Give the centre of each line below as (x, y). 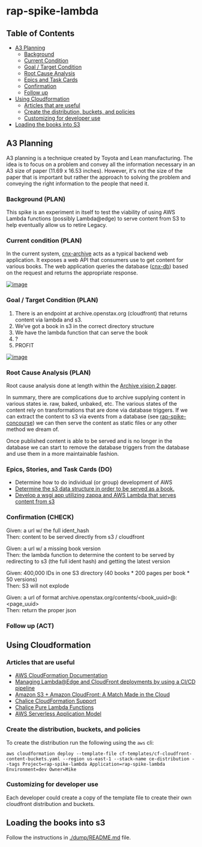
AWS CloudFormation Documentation (61, 675)
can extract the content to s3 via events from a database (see (83, 416)
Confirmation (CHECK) (40, 517)
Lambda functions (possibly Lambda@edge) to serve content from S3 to (96, 219)
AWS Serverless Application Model (58, 714)
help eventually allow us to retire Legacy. (57, 225)
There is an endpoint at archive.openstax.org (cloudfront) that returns (101, 313)
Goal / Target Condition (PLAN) (52, 300)
